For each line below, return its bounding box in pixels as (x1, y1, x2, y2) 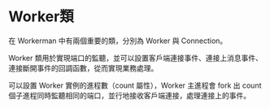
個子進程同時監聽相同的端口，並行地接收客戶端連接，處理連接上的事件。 (8, 90, 250, 100)
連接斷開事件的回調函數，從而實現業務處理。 (8, 63, 159, 73)
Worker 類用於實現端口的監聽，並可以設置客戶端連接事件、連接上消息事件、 (8, 53, 263, 63)
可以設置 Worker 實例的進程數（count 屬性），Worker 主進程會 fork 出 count (8, 80, 262, 90)
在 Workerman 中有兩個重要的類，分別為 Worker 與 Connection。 (8, 36, 228, 45)
